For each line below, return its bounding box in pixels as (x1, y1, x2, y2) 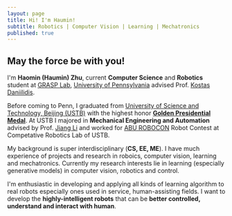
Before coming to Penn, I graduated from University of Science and (7, 102, 199, 110)
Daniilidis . (7, 88, 35, 97)
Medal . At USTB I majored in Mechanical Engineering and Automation (7, 116, 210, 125)
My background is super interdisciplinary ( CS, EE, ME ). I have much (7, 145, 200, 153)
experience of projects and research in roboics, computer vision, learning (7, 152, 217, 160)
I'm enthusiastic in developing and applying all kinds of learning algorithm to (7, 180, 224, 188)
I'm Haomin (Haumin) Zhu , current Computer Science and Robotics (7, 73, 203, 82)
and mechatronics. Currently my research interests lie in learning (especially (7, 159, 225, 168)
